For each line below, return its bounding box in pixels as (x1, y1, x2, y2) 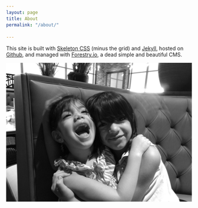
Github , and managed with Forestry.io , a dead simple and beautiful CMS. (6, 51, 183, 58)
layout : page (6, 9, 38, 15)
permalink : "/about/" (6, 22, 60, 28)
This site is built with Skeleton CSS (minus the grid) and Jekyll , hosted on (6, 45, 184, 52)
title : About (6, 15, 38, 22)
